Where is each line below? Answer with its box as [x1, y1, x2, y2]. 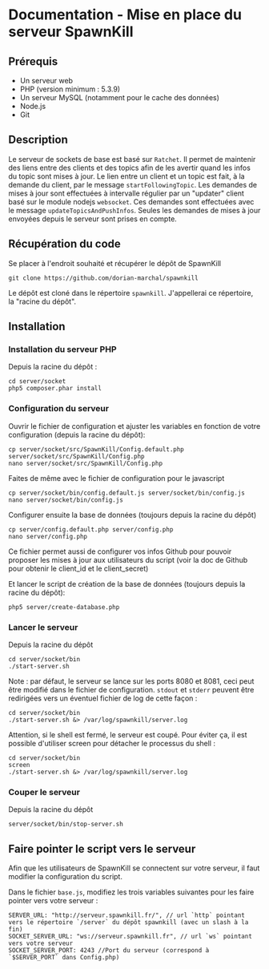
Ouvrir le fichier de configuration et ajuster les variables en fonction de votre [8, 421, 261, 430]
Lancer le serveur [8, 621, 78, 632]
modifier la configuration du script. [8, 872, 122, 882]
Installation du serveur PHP [8, 343, 117, 354]
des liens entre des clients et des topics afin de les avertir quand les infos [8, 163, 251, 172]
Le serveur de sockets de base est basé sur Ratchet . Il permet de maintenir [8, 154, 256, 164]
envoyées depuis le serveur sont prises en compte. [8, 214, 178, 224]
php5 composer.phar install [8, 385, 102, 393]
